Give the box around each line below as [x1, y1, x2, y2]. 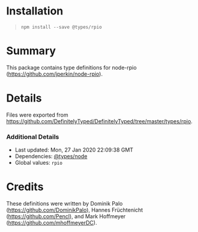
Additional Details [6, 132, 59, 141]
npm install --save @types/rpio [20, 24, 102, 30]
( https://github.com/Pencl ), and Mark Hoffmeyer [6, 213, 126, 220]
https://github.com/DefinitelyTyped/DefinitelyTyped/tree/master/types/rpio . [6, 117, 193, 124]
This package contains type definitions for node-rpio [6, 64, 137, 71]
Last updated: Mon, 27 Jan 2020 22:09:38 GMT [14, 146, 134, 154]
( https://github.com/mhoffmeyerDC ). [6, 219, 97, 227]
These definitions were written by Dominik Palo [6, 200, 123, 207]
